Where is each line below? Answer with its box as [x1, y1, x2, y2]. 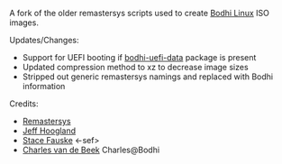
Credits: [9, 98, 39, 109]
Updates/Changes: [9, 35, 79, 45]
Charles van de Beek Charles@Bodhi [22, 144, 160, 155]
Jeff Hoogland [22, 125, 77, 136]
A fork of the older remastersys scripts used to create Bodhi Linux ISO [9, 8, 270, 18]
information [22, 81, 66, 91]
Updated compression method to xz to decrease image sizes [22, 62, 250, 72]
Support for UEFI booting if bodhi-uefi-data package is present [22, 52, 257, 62]
